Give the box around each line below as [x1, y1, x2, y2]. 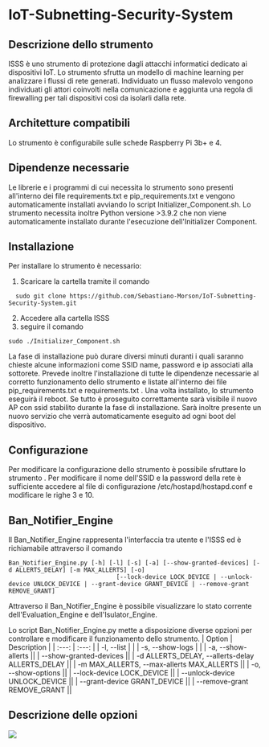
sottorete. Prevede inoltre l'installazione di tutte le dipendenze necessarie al [8, 368, 259, 379]
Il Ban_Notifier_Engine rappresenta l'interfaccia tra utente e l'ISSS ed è [8, 535, 242, 544]
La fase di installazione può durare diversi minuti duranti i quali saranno [8, 351, 244, 361]
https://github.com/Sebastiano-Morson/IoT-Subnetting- [69, 292, 257, 301]
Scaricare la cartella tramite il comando [19, 277, 150, 286]
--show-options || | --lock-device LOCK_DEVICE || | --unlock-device [8, 668, 235, 678]
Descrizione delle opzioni [8, 708, 138, 722]
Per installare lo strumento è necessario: [8, 261, 142, 271]
